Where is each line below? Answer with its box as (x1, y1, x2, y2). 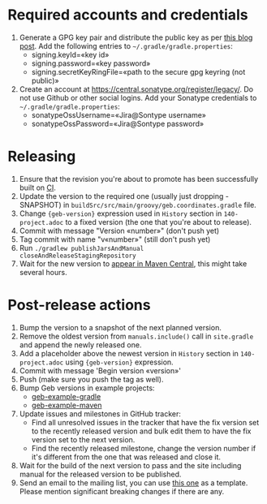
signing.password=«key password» (31, 58, 151, 68)
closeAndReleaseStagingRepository (19, 252, 136, 260)
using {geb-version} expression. (65, 357, 174, 367)
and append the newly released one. (19, 339, 142, 350)
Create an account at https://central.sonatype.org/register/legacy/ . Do (19, 84, 253, 94)
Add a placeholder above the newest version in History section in (19, 348, 239, 358)
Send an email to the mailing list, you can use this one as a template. (19, 477, 248, 488)
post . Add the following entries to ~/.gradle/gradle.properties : (19, 41, 233, 50)
